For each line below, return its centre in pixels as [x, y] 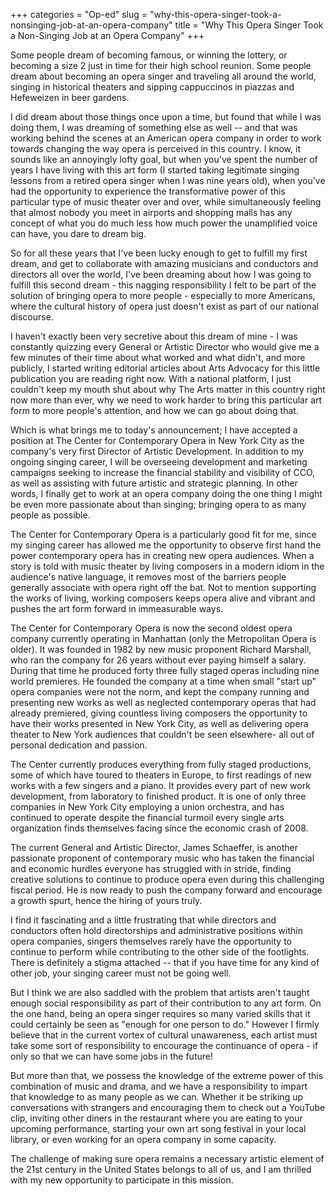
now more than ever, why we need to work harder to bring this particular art [166, 400]
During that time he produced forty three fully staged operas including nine [165, 670]
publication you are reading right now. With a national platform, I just [151, 378]
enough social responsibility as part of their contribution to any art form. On [166, 1003]
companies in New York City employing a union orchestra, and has [147, 807]
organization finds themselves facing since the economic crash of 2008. [159, 828]
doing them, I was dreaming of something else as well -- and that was [154, 127]
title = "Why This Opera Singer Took [249, 25]
